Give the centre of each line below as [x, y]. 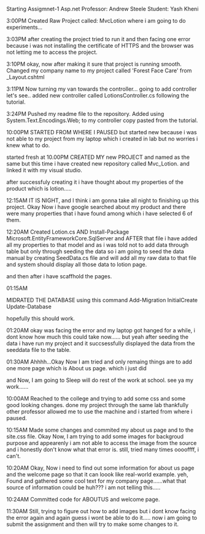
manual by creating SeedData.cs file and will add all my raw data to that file [101, 258]
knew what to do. [28, 145]
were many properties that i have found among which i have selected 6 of [99, 213]
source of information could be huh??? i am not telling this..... [83, 487]
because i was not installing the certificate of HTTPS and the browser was [100, 46]
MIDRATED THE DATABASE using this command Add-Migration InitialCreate [102, 300]
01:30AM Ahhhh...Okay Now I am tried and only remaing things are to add [99, 362]
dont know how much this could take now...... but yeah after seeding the [98, 337]
